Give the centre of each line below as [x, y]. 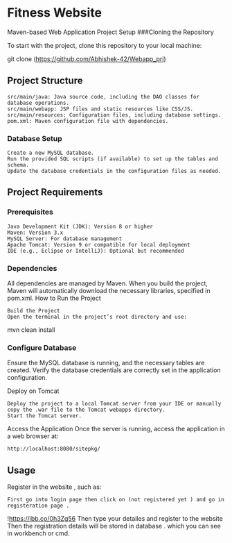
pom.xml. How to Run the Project [54, 298]
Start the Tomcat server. [44, 416]
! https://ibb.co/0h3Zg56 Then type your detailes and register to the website [115, 519]
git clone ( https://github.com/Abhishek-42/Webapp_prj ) [87, 59]
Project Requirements [55, 192]
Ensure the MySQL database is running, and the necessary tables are [106, 363]
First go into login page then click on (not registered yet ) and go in [116, 500]
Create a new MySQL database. [51, 153]
